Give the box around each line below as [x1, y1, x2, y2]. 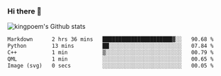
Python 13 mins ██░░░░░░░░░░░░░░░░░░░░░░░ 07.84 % [7, 42, 214, 50]
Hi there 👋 [7, 6, 42, 16]
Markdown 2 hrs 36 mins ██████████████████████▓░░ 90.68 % [7, 36, 214, 43]
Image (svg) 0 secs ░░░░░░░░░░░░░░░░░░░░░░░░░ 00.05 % [7, 62, 214, 69]
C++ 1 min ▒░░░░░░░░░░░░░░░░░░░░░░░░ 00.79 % [7, 49, 214, 56]
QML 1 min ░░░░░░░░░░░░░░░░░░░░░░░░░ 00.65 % [7, 56, 214, 63]
